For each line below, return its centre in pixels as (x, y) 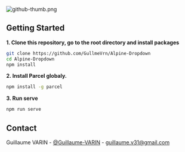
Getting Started (36, 28)
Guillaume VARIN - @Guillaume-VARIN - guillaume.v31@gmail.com (88, 142)
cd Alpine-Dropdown (30, 59)
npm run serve (24, 110)
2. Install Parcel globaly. (36, 76)
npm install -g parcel (34, 87)
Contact (21, 128)
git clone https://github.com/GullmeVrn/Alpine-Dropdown (78, 53)
